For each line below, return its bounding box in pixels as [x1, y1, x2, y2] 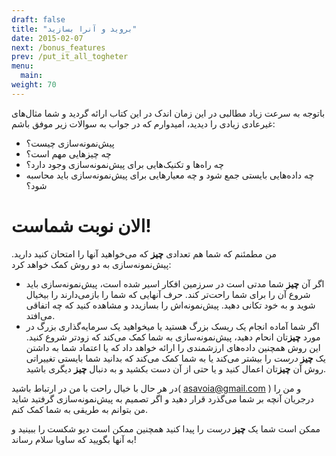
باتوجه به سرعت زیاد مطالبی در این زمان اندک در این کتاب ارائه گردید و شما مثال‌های [11, 107, 326, 119]
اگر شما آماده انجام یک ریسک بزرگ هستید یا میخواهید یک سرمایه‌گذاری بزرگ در [25, 320, 320, 332]
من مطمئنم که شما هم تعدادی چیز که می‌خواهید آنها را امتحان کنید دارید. [11, 247, 277, 260]
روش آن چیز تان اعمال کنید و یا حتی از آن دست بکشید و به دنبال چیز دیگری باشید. [25, 362, 327, 375]
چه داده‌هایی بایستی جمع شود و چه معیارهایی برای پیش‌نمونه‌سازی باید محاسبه [25, 169, 315, 181]
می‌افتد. [25, 309, 56, 321]
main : [20, 71, 44, 81]
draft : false [11, 14, 66, 25]
